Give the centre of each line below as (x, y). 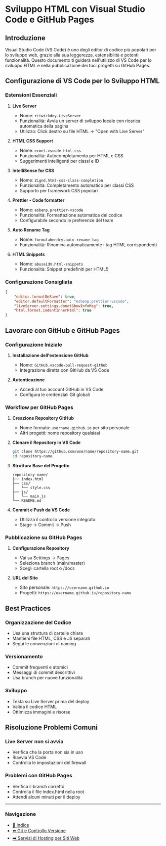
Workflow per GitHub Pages (39, 407)
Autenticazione (28, 380)
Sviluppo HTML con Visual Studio (75, 9)
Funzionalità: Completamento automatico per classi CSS (77, 185)
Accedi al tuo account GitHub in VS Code (62, 389)
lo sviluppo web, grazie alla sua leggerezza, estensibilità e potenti (72, 55)
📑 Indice (21, 825)
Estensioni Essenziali (31, 95)
